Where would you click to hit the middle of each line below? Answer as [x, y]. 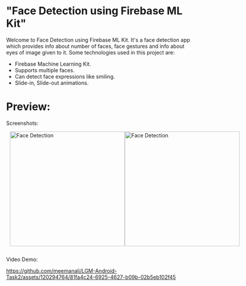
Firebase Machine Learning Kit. [53, 64]
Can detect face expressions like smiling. [65, 76]
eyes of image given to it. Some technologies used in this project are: [90, 52]
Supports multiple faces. [45, 70]
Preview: [28, 107]
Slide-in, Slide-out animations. [52, 83]
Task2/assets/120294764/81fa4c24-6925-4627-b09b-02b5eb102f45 [91, 277]
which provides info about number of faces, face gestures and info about [95, 46]
